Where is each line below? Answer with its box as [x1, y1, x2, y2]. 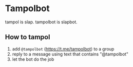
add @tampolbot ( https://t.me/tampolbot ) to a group [12, 46, 114, 51]
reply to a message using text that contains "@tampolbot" [12, 51, 129, 57]
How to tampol [5, 33, 50, 41]
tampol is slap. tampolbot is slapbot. [5, 19, 78, 25]
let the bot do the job [12, 56, 55, 62]
